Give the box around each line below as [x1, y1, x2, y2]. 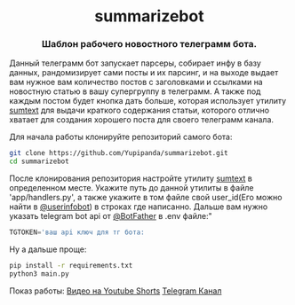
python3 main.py [9, 269, 69, 278]
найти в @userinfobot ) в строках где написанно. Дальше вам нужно [9, 201, 268, 212]
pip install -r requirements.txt [9, 262, 133, 270]
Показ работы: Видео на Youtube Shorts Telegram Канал [9, 285, 222, 296]
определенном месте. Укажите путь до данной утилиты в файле [9, 183, 254, 193]
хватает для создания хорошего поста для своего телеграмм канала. [9, 114, 274, 125]
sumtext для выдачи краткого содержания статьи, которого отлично [9, 105, 269, 116]
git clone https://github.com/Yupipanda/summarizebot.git [9, 149, 228, 158]
